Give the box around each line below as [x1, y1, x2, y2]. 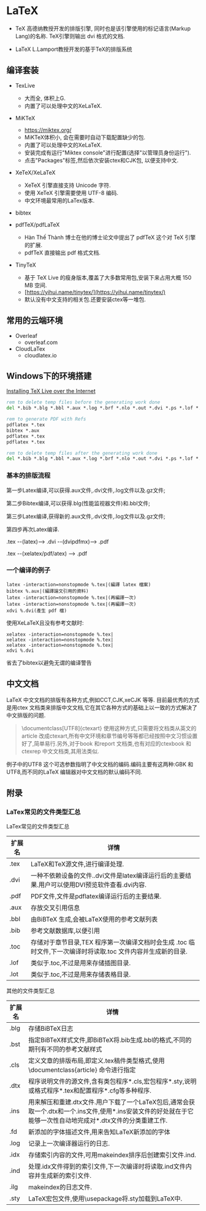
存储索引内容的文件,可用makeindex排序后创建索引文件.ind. [28, 1151, 196, 1159]
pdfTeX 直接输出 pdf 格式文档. [24, 249, 101, 256]
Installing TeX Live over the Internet [6, 388, 96, 395]
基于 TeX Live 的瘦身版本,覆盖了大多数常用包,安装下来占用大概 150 [24, 273, 192, 281]
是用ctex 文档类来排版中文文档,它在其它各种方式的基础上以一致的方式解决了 [6, 703, 197, 711]
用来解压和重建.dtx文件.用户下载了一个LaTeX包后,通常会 [28, 1098, 189, 1107]
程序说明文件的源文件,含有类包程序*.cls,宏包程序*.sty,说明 [28, 1077, 197, 1086]
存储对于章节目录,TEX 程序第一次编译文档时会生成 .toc [30, 938, 188, 947]
